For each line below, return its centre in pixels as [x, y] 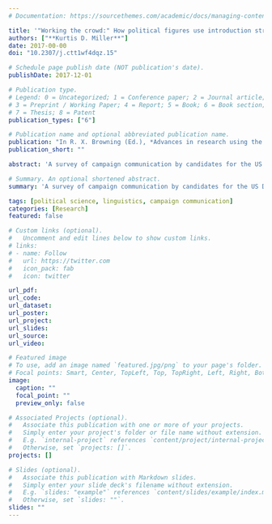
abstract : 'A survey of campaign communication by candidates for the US [136, 164]
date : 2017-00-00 [38, 45]
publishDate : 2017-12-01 [50, 75]
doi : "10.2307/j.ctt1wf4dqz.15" [63, 53]
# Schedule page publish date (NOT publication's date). [106, 68]
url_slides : [28, 328]
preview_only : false [50, 403]
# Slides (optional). [45, 470]
